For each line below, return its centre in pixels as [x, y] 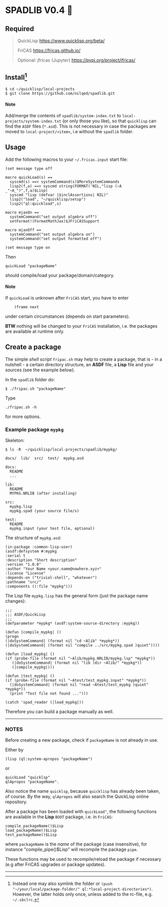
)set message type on [28, 248]
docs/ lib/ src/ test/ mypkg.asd [44, 459]
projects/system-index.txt [33, 122]
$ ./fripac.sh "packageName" [35, 389]
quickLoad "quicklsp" [28, 778]
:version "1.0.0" [23, 565]
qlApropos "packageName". [32, 782]
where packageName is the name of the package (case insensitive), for [76, 844]
